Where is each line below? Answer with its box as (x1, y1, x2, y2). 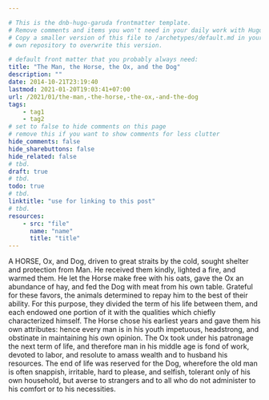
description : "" (8, 71, 62, 79)
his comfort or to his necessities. (8, 384, 116, 394)
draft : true (8, 168, 48, 176)
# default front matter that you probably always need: (8, 55, 199, 64)
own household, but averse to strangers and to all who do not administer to (8, 376, 256, 386)
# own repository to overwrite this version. (8, 41, 163, 49)
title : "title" (29, 234, 81, 243)
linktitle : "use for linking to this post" (8, 197, 156, 205)
